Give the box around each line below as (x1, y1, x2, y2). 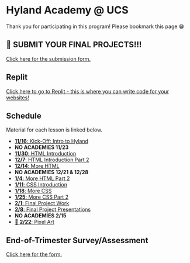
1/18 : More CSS (14, 188, 52, 195)
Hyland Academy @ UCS (6, 4, 129, 17)
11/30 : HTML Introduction (14, 150, 77, 157)
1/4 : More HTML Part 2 (14, 175, 70, 182)
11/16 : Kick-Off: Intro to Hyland (14, 138, 89, 145)
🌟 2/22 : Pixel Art (14, 219, 54, 226)
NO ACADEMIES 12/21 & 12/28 (14, 169, 89, 176)
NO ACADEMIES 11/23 (14, 144, 69, 151)
